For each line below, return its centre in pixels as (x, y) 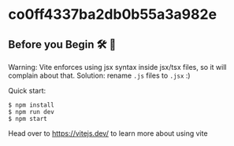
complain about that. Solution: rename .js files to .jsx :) (99, 75)
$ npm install (32, 105)
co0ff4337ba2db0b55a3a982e (113, 15)
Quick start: (27, 91)
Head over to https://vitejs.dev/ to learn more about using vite (108, 133)
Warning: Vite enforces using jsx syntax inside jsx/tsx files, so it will (117, 67)
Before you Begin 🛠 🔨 (62, 44)
